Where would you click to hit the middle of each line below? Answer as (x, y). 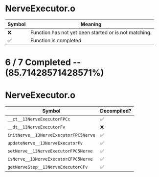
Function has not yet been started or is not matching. (91, 32)
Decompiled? (116, 111)
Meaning (91, 24)
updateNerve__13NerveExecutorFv (45, 143)
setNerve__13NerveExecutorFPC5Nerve (50, 151)
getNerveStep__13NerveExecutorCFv (48, 167)
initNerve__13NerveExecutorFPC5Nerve (51, 135)
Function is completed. (57, 40)
